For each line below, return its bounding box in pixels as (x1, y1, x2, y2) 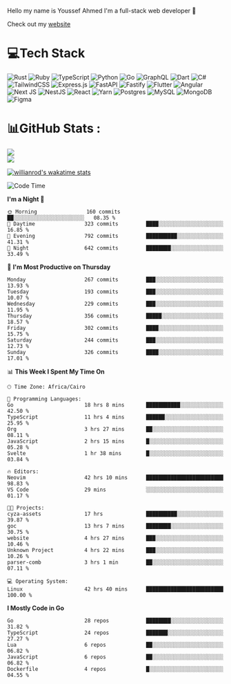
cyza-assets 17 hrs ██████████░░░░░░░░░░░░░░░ (7, 510, 224, 517)
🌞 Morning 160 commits (7, 208, 121, 215)
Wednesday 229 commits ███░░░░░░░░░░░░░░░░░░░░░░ (7, 300, 224, 307)
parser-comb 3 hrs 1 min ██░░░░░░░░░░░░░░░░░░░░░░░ (7, 559, 224, 566)
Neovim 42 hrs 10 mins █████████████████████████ (7, 474, 224, 481)
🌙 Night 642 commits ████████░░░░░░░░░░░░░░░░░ (7, 244, 224, 252)
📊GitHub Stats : (7, 121, 101, 136)
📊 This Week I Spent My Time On (7, 367, 105, 376)
